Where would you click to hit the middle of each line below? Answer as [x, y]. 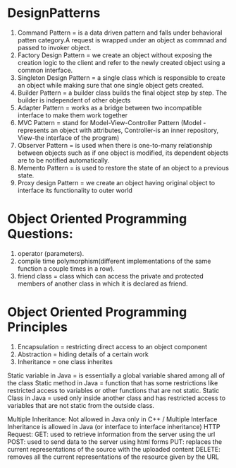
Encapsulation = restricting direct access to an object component [112, 346]
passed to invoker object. [54, 47]
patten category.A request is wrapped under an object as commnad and [122, 40]
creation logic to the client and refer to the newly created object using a [121, 62]
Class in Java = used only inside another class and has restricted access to [117, 398]
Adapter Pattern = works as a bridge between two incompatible [110, 107]
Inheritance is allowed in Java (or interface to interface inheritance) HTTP [114, 426]
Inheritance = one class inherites [65, 361]
